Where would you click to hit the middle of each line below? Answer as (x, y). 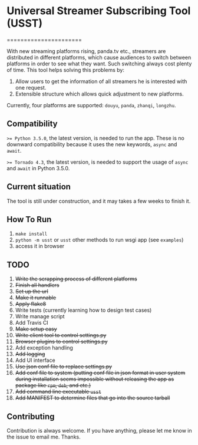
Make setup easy (36, 329)
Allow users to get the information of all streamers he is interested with (101, 81)
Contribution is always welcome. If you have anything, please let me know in (99, 431)
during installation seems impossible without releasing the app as (95, 379)
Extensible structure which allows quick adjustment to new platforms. (100, 94)
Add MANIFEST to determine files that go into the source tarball (93, 398)
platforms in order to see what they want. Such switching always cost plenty (99, 64)
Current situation (39, 187)
